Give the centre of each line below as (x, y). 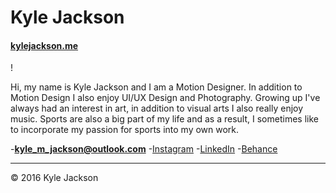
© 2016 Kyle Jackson (54, 178)
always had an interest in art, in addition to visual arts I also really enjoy (157, 108)
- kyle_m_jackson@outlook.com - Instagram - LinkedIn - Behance (144, 149)
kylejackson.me (44, 45)
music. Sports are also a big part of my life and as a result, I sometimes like (164, 119)
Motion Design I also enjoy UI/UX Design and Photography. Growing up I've (165, 98)
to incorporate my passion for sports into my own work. (125, 130)
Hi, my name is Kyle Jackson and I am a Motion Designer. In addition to (156, 87)
